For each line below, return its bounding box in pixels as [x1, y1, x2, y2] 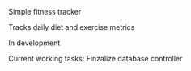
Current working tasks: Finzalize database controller [8, 54, 183, 63]
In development [8, 38, 61, 48]
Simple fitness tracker [8, 7, 82, 16]
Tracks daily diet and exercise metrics [8, 23, 135, 31]
